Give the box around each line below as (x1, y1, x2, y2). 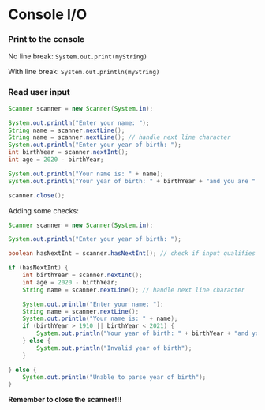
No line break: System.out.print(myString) (8, 51, 147, 61)
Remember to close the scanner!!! (8, 395, 122, 404)
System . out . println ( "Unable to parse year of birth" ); (22, 373, 207, 381)
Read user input (8, 87, 70, 98)
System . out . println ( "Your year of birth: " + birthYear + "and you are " (8, 177, 256, 185)
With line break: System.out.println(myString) (8, 67, 160, 77)
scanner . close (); (8, 191, 65, 199)
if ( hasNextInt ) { (8, 264, 69, 272)
